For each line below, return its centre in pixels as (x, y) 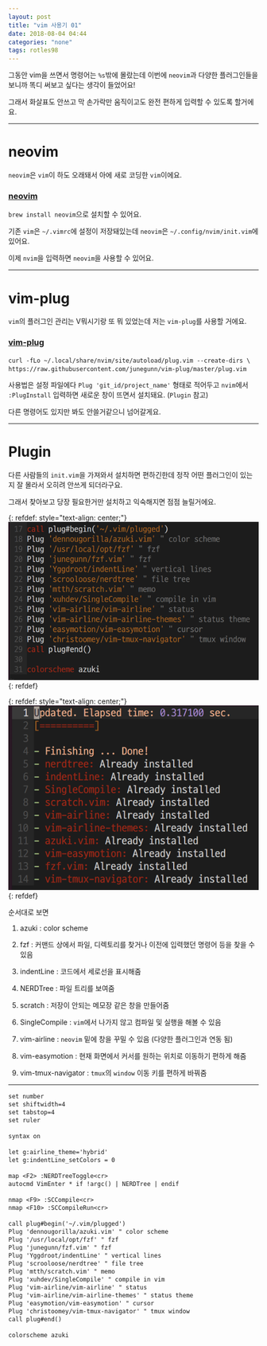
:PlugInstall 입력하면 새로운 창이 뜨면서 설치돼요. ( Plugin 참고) (108, 395)
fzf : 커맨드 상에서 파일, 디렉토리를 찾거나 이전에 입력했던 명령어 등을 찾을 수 (137, 945)
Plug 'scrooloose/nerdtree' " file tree (76, 1264)
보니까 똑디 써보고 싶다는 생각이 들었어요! (72, 85)
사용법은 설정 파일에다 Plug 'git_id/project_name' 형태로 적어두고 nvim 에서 (128, 384)
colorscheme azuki (39, 1336)
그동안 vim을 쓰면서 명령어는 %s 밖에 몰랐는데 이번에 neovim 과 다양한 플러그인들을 (133, 75)
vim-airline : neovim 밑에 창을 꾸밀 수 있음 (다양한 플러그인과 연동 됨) (126, 1040)
